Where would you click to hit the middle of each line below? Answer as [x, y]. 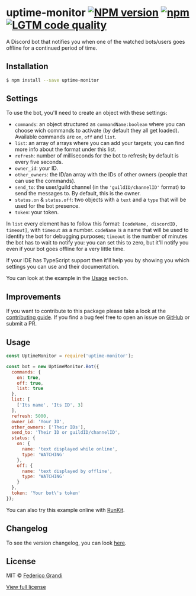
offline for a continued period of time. [52, 48]
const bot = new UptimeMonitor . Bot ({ [53, 366]
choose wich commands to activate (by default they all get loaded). [97, 131]
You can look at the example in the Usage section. [67, 278]
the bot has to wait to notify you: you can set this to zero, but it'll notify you [97, 243]
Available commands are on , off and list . [65, 137]
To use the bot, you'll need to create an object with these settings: [87, 113]
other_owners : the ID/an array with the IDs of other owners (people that [101, 175]
